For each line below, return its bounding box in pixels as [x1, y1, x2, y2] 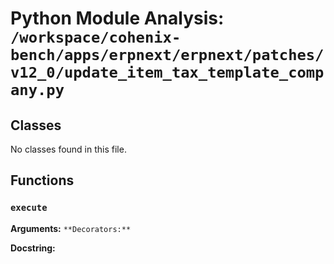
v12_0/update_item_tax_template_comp [10, 63, 325, 82]
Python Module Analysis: [10, 7, 225, 30]
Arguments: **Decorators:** [10, 222, 132, 234]
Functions [10, 172, 75, 189]
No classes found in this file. [10, 143, 127, 155]
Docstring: [10, 242, 56, 254]
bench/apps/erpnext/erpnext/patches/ [10, 46, 325, 65]
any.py [10, 81, 65, 100]
